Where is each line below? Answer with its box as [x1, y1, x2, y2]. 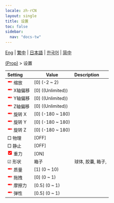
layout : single [5, 13, 37, 19]
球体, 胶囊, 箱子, [74, 158, 106, 165]
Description [74, 72, 99, 78]
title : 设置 [5, 19, 28, 24]
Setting [7, 72, 23, 78]
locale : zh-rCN [5, 8, 37, 13]
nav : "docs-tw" [9, 35, 41, 40]
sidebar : [5, 29, 23, 35]
